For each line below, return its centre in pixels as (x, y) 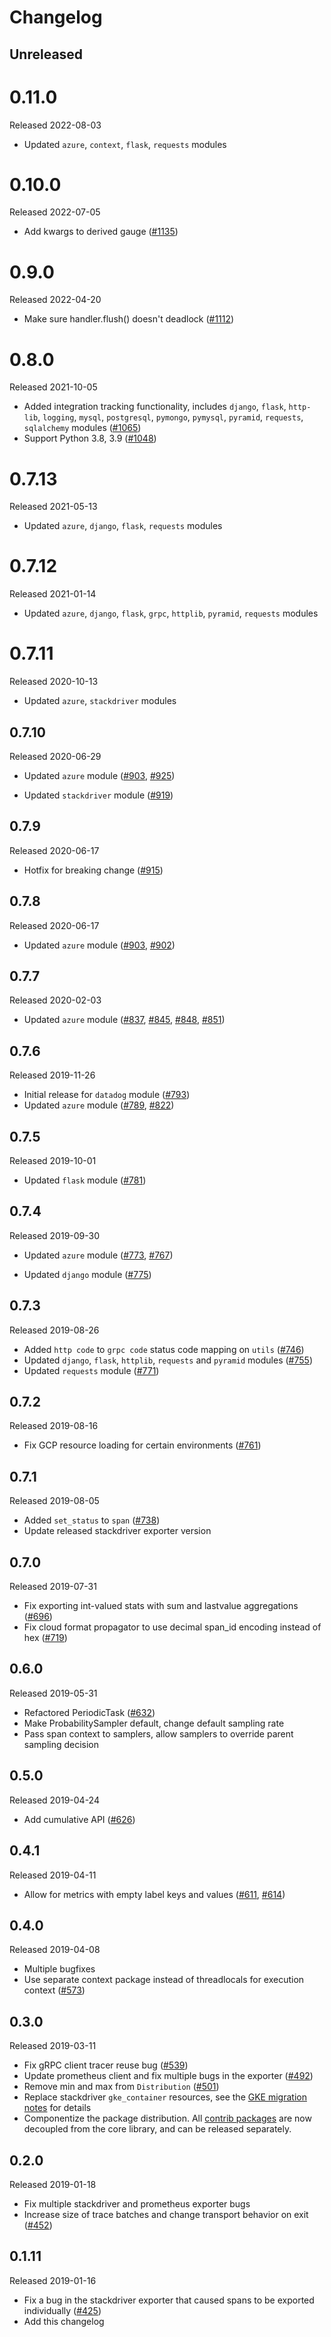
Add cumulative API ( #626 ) (79, 1819)
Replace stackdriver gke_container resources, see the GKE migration (165, 2097)
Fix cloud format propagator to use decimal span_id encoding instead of (172, 1627)
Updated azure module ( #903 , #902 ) (99, 945)
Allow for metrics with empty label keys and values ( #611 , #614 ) (154, 1894)
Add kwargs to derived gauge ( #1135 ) (101, 232)
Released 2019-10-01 (53, 1161)
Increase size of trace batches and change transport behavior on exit (166, 2214)
